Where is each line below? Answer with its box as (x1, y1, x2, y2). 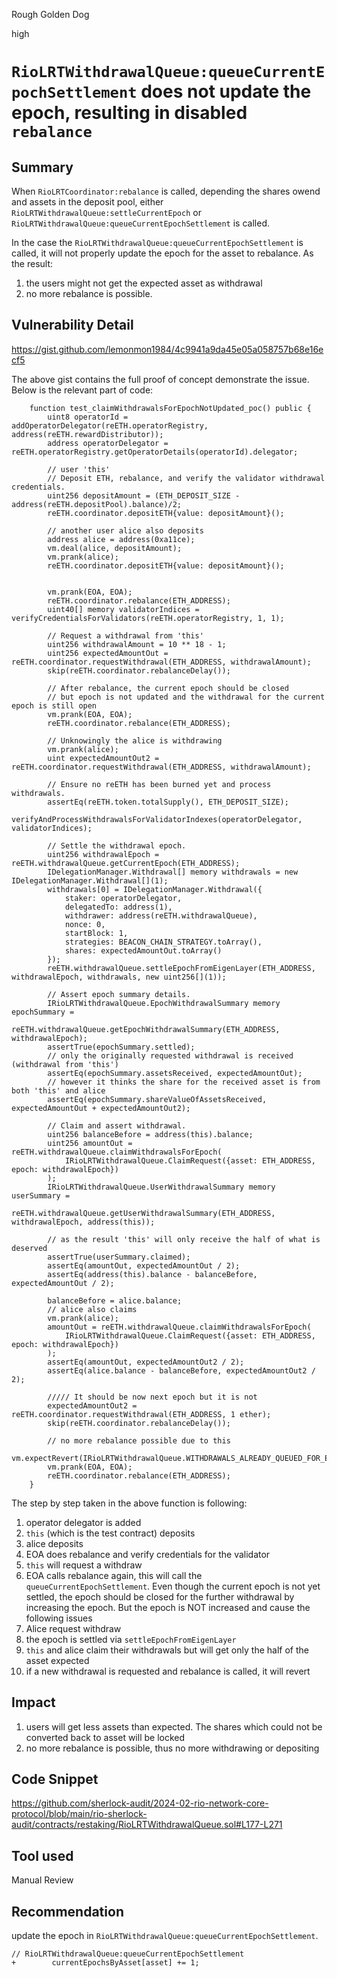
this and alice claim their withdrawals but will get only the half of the (25, 1644, 309, 1656)
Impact (11, 1694, 56, 1711)
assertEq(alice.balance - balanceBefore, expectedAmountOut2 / (47, 1365, 316, 1376)
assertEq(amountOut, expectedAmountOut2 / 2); (47, 1357, 245, 1367)
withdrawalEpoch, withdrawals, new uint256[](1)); (11, 972, 227, 982)
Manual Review (11, 1874, 74, 1886)
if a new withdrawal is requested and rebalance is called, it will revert (25, 1665, 311, 1677)
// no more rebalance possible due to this (47, 1435, 231, 1446)
